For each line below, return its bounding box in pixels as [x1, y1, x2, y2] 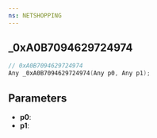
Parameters [8, 91, 67, 105]
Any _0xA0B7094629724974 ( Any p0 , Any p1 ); [8, 69, 151, 78]
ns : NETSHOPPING [8, 11, 62, 20]
